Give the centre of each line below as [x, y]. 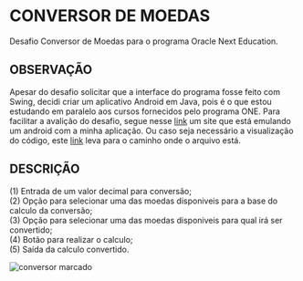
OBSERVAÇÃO [51, 70]
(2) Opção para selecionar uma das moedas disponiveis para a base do [144, 201]
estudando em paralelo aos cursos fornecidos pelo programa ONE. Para [145, 111]
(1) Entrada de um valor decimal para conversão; [100, 191]
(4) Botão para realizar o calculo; [72, 239]
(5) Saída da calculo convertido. [69, 249]
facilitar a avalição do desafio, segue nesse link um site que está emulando [151, 120]
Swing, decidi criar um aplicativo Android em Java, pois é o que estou [141, 101]
